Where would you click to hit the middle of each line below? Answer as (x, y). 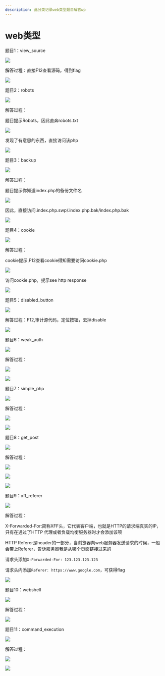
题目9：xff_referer (24, 495)
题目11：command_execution (35, 629)
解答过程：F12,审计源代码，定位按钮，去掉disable (56, 319)
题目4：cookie (20, 230)
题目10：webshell (23, 589)
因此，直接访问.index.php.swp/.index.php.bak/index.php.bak (67, 210)
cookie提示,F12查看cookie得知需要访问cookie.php (56, 260)
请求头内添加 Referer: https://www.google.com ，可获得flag (65, 570)
